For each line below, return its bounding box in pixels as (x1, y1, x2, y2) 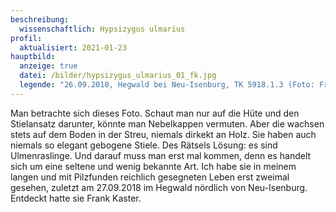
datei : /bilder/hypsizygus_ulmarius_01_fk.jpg (19, 71, 217, 81)
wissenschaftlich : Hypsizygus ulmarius (19, 24, 186, 34)
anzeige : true (19, 61, 78, 71)
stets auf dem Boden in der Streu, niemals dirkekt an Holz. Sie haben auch (10, 128, 317, 140)
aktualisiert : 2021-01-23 (19, 42, 128, 53)
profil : (10, 33, 43, 43)
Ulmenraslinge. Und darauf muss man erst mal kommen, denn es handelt (10, 149, 312, 161)
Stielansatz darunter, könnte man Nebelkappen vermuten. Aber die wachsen (10, 117, 325, 130)
